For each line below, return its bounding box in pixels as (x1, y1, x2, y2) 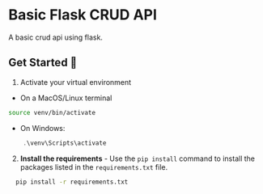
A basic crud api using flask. (8, 32, 104, 42)
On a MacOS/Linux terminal (19, 93, 112, 103)
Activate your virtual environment (19, 77, 132, 86)
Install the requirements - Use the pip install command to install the (19, 154, 255, 163)
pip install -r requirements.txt (15, 178, 129, 186)
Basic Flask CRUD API (8, 6, 158, 24)
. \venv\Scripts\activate (23, 139, 107, 147)
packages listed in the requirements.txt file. (19, 162, 168, 171)
